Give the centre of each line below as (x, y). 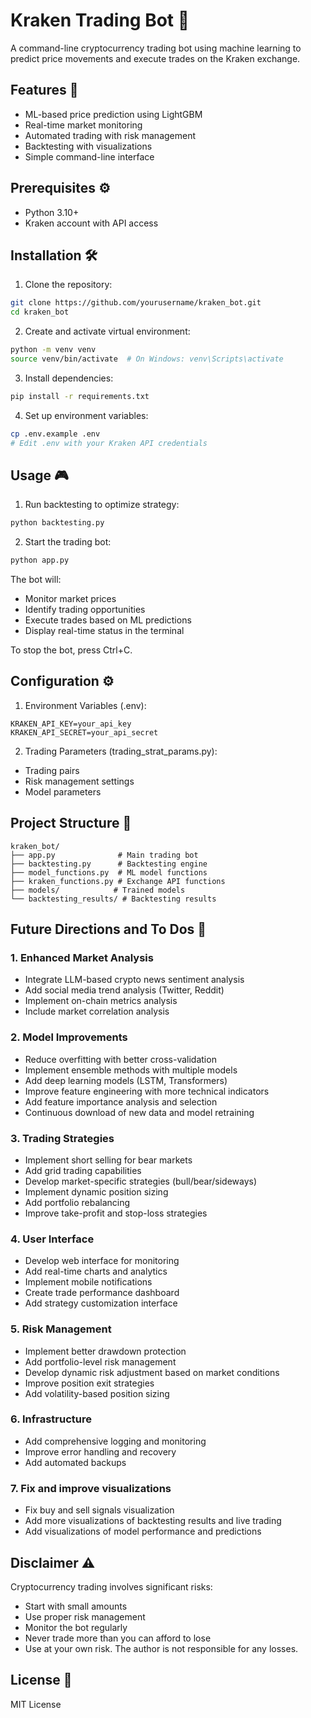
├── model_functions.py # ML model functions (109, 872)
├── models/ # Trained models (98, 890)
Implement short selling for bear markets (108, 1160)
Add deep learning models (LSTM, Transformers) (126, 1080)
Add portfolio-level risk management (100, 1361)
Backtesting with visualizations (88, 146)
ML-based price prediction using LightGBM (113, 114)
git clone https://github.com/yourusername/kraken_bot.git (136, 303)
